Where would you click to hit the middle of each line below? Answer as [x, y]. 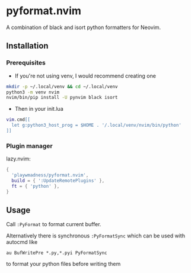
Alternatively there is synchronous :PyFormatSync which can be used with [96, 236]
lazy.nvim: [18, 159]
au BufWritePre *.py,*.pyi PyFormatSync [57, 253]
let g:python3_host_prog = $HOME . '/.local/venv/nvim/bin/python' [97, 126]
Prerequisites [26, 63]
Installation [27, 46]
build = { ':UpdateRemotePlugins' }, [58, 181]
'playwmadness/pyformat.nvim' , [50, 175]
